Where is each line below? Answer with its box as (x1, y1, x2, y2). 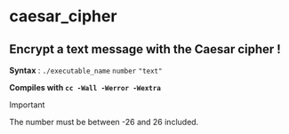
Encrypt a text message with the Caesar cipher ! (9, 42, 282, 57)
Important (9, 99, 45, 110)
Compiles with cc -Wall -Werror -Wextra (9, 83, 162, 92)
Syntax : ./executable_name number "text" (9, 65, 163, 75)
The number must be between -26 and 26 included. (9, 117, 199, 127)
